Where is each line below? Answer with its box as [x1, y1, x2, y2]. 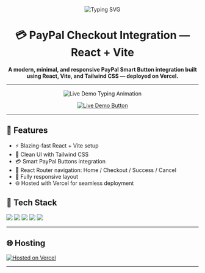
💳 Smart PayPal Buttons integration [15, 157, 106, 165]
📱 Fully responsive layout [15, 173, 78, 180]
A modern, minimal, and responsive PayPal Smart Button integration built [8, 65, 197, 73]
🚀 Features [6, 125, 48, 136]
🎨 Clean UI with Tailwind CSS [15, 151, 89, 158]
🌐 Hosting [6, 237, 46, 248]
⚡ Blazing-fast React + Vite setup [15, 141, 99, 149]
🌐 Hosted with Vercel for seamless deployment [15, 179, 134, 187]
